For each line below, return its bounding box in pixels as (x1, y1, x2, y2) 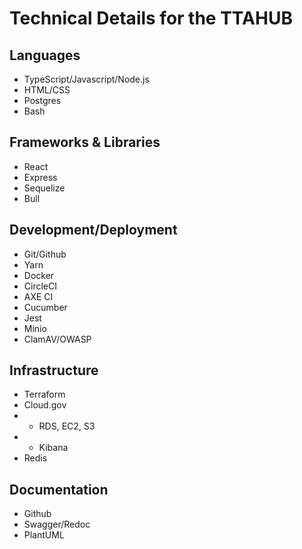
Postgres (23, 95, 62, 106)
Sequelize (23, 182, 66, 194)
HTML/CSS (23, 84, 71, 96)
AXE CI (23, 290, 54, 302)
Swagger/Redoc (23, 518, 91, 531)
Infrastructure (9, 362, 99, 379)
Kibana (38, 442, 69, 454)
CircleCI (23, 280, 57, 292)
